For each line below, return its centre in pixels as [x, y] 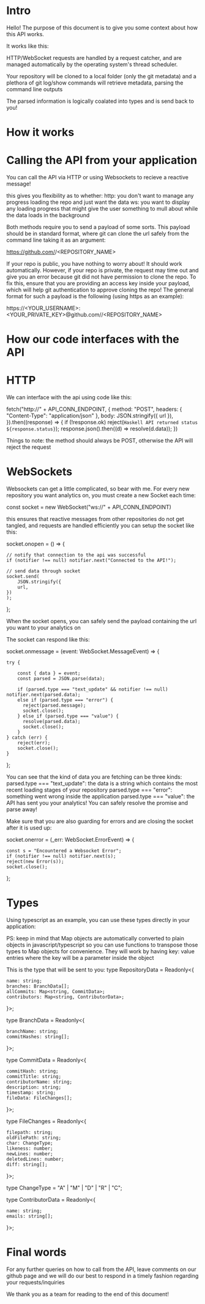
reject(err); [34, 743]
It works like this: [28, 46]
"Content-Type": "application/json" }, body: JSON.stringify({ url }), [90, 416]
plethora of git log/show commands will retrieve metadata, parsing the [95, 83]
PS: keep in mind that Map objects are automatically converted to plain [95, 939]
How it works [40, 133]
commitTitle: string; [34, 1077]
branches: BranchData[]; [38, 986]
